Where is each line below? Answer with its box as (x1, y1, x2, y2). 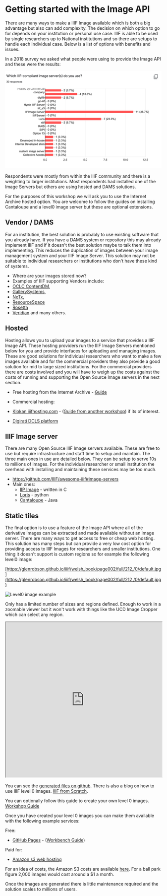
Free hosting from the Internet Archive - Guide (12, 389, 107, 395)
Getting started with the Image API (5, 3, 150, 15)
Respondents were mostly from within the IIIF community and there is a (5, 173, 151, 179)
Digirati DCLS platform (12, 418, 58, 424)
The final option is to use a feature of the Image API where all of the (5, 525, 143, 531)
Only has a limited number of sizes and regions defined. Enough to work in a (5, 601, 161, 607)
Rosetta (12, 304, 28, 310)
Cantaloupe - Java (19, 497, 58, 503)
